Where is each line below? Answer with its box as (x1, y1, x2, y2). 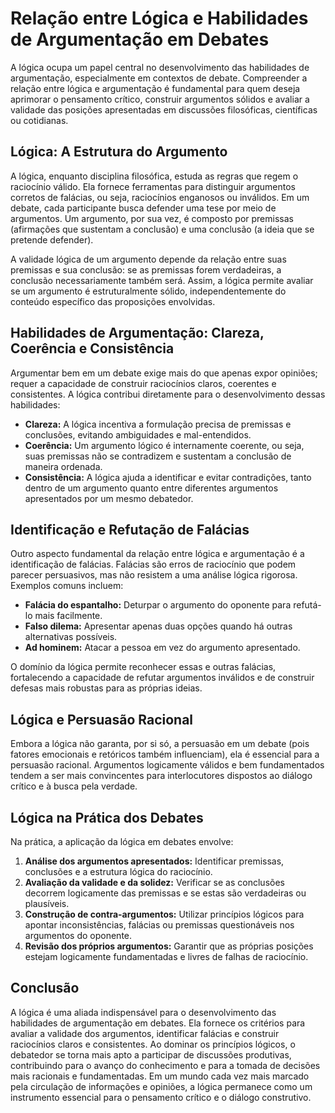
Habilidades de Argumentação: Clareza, (10, 325, 265, 342)
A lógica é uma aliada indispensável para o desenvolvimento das (10, 1006, 277, 1018)
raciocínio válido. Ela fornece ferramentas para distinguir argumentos (10, 180, 296, 192)
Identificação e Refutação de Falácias (10, 521, 250, 538)
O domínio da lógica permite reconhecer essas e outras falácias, (10, 661, 277, 673)
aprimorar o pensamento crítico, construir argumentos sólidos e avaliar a (10, 93, 310, 105)
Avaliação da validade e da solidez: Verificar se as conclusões (24, 877, 285, 888)
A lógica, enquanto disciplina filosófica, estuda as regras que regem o (10, 170, 299, 182)
